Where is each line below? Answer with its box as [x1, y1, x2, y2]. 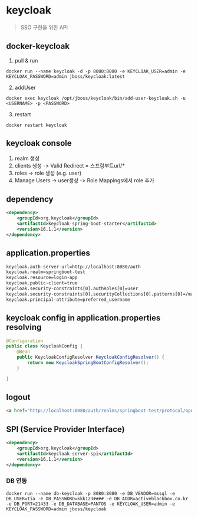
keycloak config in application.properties [6, 313, 161, 323]
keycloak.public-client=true [6, 280, 78, 286]
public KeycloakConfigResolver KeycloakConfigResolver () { [16, 355, 165, 360]
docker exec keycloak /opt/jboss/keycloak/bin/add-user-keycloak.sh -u [6, 95, 186, 101]
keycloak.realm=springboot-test [6, 269, 85, 275]
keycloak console [6, 138, 72, 148]
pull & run [14, 57, 38, 64]
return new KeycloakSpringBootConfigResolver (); [27, 360, 149, 366]
